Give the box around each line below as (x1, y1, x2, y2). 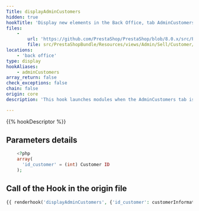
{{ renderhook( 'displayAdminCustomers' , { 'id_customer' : (6, 199, 150, 205)
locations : (6, 47, 33, 53)
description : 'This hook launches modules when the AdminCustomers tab (6, 96, 187, 102)
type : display (6, 58, 41, 64)
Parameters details (6, 135, 78, 145)
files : (6, 25, 23, 31)
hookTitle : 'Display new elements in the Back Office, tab (6, 20, 155, 25)
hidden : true (6, 14, 38, 20)
